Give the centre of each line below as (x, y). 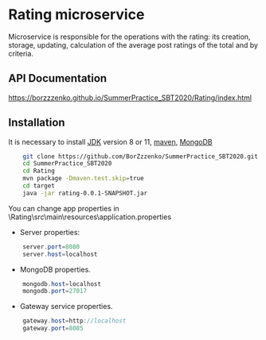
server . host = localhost (60, 254)
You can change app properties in (64, 208)
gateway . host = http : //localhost (74, 321)
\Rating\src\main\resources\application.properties (90, 217)
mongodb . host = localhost (62, 284)
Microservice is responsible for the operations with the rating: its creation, (129, 37)
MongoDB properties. (55, 269)
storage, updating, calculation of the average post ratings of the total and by (133, 44)
